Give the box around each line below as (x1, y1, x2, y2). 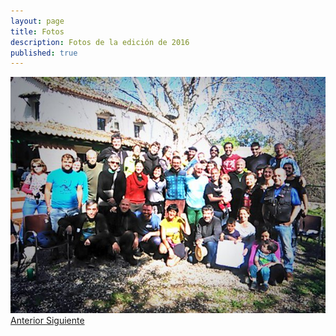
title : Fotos (10, 26, 65, 37)
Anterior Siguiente (10, 315, 85, 327)
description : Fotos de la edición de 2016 (10, 37, 190, 47)
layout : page (10, 16, 65, 26)
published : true (10, 48, 78, 58)
